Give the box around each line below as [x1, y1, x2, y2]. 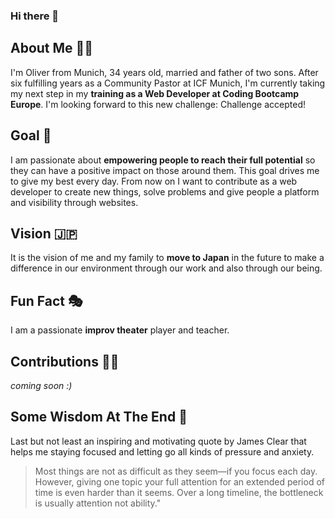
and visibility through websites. [10, 196, 139, 208]
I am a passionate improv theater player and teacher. [10, 324, 230, 336]
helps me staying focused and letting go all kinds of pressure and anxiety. [10, 445, 315, 458]
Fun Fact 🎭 [10, 292, 83, 309]
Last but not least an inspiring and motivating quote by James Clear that [10, 435, 307, 447]
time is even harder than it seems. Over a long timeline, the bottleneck [34, 486, 324, 498]
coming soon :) [10, 379, 73, 391]
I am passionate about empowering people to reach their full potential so [10, 154, 316, 166]
